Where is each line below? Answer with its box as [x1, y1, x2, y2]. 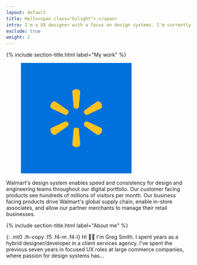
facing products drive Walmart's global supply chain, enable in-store [6, 198, 173, 206]
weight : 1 [6, 34, 31, 41]
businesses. [6, 211, 35, 218]
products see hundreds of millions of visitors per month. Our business [6, 192, 176, 199]
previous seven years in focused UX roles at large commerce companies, [6, 246, 184, 253]
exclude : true [6, 28, 41, 34]
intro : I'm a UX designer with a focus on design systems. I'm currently [6, 22, 192, 28]
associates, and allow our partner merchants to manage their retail [6, 204, 168, 211]
